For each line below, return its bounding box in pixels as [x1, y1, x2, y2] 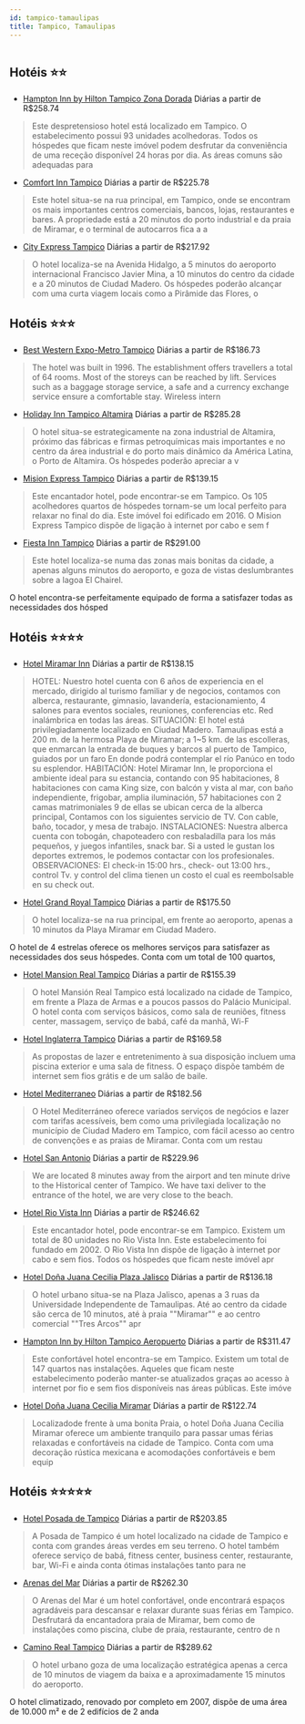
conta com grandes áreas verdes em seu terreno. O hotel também [31, 1540, 280, 1551]
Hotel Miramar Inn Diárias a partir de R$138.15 [22, 658, 194, 669]
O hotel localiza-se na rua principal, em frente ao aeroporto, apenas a [31, 914, 293, 925]
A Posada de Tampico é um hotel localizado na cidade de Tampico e [31, 1530, 289, 1541]
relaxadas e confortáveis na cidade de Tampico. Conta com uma [31, 1437, 274, 1448]
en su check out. [31, 878, 96, 889]
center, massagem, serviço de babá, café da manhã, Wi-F [31, 1015, 249, 1026]
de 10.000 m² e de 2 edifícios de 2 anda [9, 1706, 159, 1717]
